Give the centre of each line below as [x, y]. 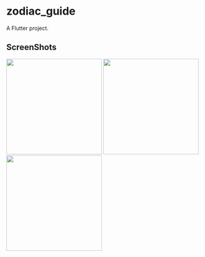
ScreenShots [31, 47]
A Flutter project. [27, 28]
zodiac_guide [41, 11]
